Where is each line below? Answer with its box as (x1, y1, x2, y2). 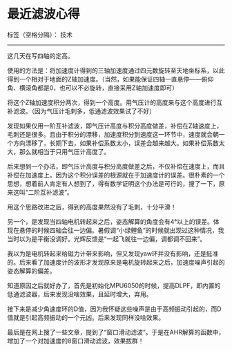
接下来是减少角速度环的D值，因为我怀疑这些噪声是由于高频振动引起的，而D (7, 305, 222, 313)
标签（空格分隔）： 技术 (7, 30, 72, 39)
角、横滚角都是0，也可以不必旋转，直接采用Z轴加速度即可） (7, 84, 178, 92)
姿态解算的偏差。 (7, 267, 56, 275)
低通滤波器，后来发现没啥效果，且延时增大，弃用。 (7, 290, 153, 298)
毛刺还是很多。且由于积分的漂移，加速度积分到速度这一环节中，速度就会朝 (7, 130, 219, 138)
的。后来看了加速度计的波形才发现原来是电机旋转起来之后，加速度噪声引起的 (7, 258, 225, 266)
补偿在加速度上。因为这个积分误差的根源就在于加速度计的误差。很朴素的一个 (7, 171, 225, 179)
